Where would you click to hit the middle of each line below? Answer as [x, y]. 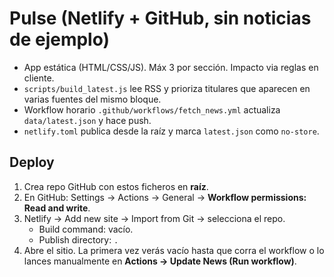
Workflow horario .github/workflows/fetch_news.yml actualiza [152, 109]
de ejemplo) [60, 39]
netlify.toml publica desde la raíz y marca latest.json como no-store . [171, 131]
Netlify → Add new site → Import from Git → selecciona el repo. [154, 218]
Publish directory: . [78, 239]
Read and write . [57, 208]
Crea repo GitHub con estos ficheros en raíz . [116, 186]
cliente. [39, 78]
